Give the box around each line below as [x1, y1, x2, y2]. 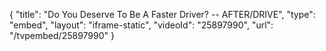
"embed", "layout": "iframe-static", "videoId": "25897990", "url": [9, 19, 274, 31]
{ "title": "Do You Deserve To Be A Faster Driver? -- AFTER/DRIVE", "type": [9, 9, 316, 20]
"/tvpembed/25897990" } [9, 30, 115, 41]
